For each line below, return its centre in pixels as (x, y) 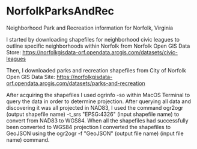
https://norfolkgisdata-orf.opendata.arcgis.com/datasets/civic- (100, 52)
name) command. (28, 139)
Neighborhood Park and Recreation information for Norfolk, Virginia (89, 28)
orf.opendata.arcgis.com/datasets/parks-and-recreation (76, 83)
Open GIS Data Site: (31, 77)
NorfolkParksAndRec (60, 11)
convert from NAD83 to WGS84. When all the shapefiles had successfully (97, 120)
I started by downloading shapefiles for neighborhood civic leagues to (93, 39)
